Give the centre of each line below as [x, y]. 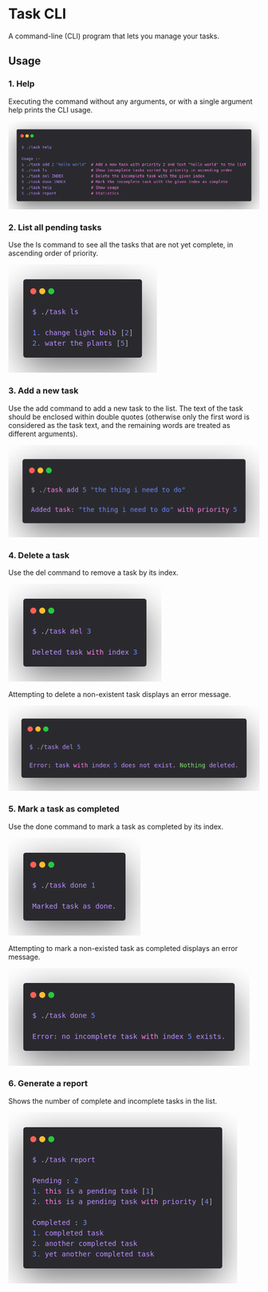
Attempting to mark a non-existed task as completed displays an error [123, 948]
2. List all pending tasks [55, 228]
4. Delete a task [39, 555]
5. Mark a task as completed [64, 809]
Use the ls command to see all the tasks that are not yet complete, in [121, 245]
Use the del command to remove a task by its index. [93, 573]
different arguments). [43, 434]
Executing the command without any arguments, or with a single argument [130, 101]
